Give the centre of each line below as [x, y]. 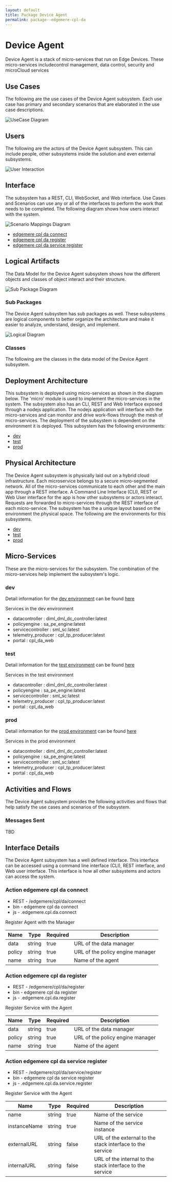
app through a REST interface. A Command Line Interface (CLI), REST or [81, 491]
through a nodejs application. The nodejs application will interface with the [84, 409]
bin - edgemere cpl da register [45, 992]
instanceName [25, 1126]
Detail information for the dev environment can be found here [70, 598]
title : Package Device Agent [36, 15]
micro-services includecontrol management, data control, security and [80, 65]
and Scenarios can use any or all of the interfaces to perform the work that [84, 203]
